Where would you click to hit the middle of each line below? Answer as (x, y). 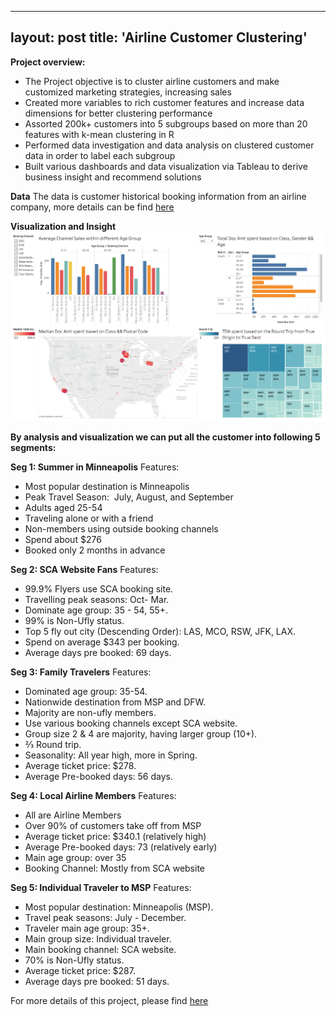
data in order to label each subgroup (100, 155)
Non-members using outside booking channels (121, 529)
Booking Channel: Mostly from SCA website (114, 868)
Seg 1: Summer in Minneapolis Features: (95, 467)
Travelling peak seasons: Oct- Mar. (97, 600)
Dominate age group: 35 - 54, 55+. (96, 610)
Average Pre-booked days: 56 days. (98, 777)
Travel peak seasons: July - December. (105, 918)
